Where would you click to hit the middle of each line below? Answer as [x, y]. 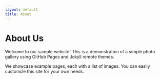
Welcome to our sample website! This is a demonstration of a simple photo [80, 52]
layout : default [21, 10]
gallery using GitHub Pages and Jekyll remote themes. [60, 57]
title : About [18, 14]
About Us [24, 38]
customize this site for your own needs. [45, 72]
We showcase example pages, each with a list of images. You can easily [78, 66]
